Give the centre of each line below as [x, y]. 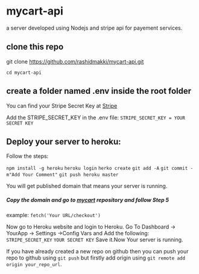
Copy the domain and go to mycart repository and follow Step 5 [88, 200]
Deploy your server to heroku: [64, 141]
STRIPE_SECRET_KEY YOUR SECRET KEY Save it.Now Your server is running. [95, 240]
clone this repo [35, 47]
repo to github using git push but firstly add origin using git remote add [96, 258]
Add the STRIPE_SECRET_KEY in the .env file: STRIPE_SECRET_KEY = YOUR [96, 117]
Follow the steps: [27, 156]
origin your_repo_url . [34, 264]
